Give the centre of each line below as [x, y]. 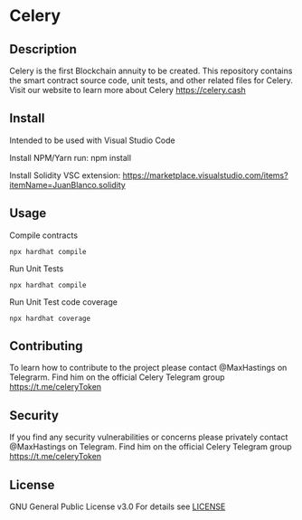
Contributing [46, 346]
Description [43, 49]
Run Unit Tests [37, 269]
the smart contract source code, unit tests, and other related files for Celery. [151, 80]
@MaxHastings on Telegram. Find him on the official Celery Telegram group [151, 447]
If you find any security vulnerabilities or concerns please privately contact [149, 437]
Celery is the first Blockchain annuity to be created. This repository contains [151, 71]
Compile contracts [44, 235]
